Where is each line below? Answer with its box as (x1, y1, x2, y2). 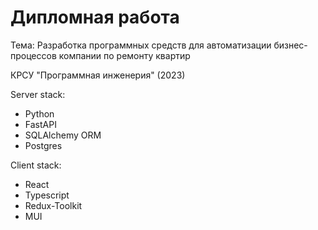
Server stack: (10, 88, 66, 100)
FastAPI (24, 118, 57, 130)
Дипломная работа (10, 6, 180, 29)
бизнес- (273, 39, 308, 51)
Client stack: (10, 159, 62, 171)
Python (24, 107, 55, 120)
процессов (10, 49, 57, 61)
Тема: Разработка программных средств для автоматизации (10, 39, 272, 51)
